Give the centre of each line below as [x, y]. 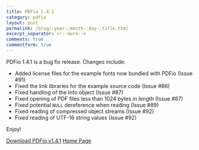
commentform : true [29, 45]
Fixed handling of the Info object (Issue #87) [69, 92]
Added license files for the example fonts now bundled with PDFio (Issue [104, 73]
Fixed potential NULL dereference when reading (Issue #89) [87, 105]
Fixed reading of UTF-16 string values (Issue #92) [75, 117]
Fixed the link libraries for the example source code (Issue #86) [92, 86]
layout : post [22, 23]
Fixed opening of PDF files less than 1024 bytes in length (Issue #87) [99, 98]
